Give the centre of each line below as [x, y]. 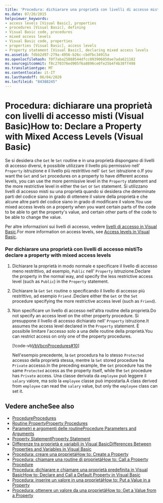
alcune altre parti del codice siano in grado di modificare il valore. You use [78, 201]
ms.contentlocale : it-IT [30, 73]
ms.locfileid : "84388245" [31, 81]
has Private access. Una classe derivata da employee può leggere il [79, 375]
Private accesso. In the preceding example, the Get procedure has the [82, 365]
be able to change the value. [33, 217]
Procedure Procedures [34, 418]
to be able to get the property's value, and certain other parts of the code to [81, 212]
